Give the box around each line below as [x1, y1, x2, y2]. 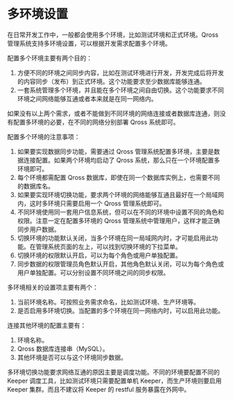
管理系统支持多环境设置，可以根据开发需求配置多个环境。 [7, 39, 171, 47]
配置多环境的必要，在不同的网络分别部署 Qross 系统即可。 [12, 118, 180, 126]
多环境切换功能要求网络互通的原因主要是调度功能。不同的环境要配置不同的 [7, 367, 220, 376]
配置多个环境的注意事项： [7, 132, 80, 140]
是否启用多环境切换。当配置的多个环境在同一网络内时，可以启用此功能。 [17, 306, 224, 315]
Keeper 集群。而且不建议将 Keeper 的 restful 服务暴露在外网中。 [7, 385, 191, 393]
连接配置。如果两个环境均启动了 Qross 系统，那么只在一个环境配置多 [23, 156, 221, 164]
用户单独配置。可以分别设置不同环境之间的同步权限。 [17, 268, 170, 277]
